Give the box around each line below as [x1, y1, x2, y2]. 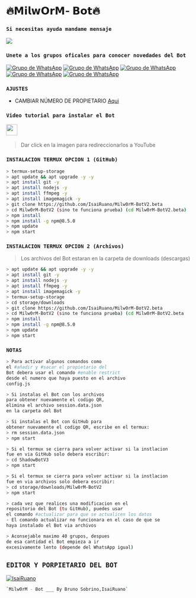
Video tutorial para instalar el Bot [6, 112, 115, 119]
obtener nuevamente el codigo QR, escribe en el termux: [6, 424, 150, 430]
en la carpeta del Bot [6, 408, 62, 414]
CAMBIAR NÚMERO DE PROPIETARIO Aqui [14, 97, 120, 104]
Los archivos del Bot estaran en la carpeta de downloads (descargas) [20, 255, 191, 262]
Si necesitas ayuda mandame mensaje [6, 26, 112, 33]
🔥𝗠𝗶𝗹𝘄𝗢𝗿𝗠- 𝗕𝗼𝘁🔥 [6, 4, 101, 18]
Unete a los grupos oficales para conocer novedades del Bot [6, 52, 187, 59]
